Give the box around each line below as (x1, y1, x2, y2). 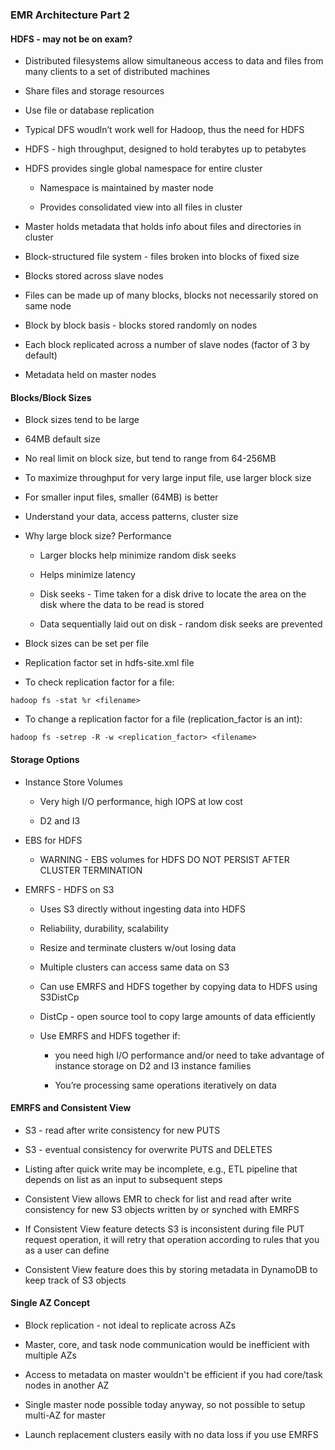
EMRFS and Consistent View (10, 1102, 132, 1114)
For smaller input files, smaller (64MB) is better (24, 491, 219, 503)
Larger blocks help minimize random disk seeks (39, 549, 237, 562)
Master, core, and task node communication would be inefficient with (24, 1338, 310, 1350)
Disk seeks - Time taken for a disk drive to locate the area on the (39, 588, 307, 600)
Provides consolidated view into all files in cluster (39, 201, 243, 213)
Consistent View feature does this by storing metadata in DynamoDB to (24, 1263, 318, 1275)
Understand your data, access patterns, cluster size (24, 511, 239, 523)
